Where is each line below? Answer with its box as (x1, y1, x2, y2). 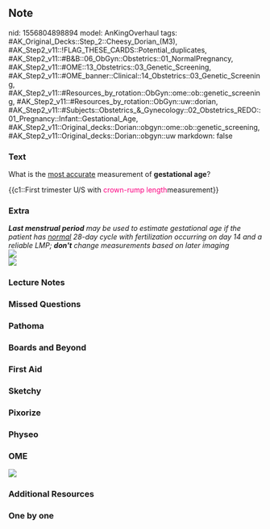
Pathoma (8, 321, 44, 332)
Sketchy (8, 385, 42, 397)
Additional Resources (8, 489, 94, 499)
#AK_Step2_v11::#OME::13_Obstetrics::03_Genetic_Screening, (8, 62, 212, 72)
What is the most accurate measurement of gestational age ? (8, 170, 211, 179)
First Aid (8, 363, 43, 375)
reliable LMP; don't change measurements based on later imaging (8, 241, 230, 250)
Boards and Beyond (8, 342, 87, 354)
